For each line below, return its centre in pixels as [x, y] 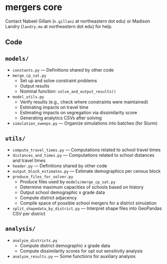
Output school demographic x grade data [62, 192]
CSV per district [29, 213]
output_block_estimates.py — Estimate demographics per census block [86, 171]
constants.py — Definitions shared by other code [63, 70]
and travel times [29, 160]
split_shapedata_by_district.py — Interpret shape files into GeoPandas [87, 208]
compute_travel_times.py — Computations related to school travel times [86, 150]
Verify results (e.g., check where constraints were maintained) [84, 102]
